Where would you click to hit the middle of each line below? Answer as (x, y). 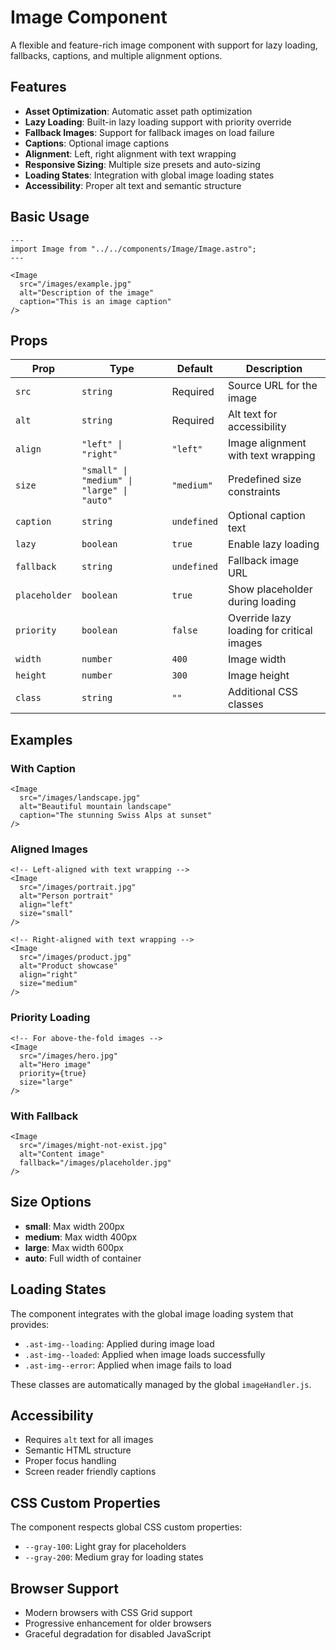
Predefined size (265, 479)
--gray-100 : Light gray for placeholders (105, 1547)
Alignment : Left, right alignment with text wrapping (130, 153)
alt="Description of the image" (87, 292)
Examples (41, 739)
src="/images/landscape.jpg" (80, 798)
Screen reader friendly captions (90, 1472)
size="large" (46, 1082)
